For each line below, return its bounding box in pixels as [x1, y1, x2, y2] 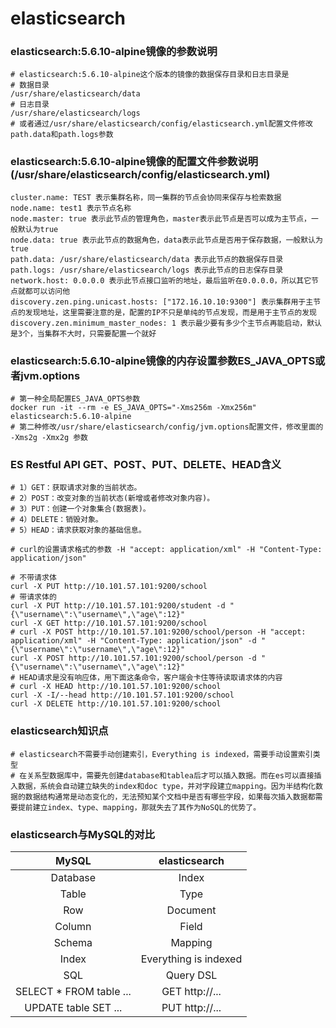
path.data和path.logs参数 [10, 130, 114, 140]
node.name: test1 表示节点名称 [10, 203, 132, 213]
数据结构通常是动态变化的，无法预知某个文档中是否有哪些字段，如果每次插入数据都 [24, 792, 316, 802]
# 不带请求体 [10, 573, 57, 583]
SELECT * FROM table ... [15, 984, 132, 998]
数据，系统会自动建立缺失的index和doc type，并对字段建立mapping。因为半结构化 [17, 781, 317, 791]
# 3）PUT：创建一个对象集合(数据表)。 [10, 504, 151, 514]
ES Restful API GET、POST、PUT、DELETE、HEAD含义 [10, 458, 282, 471]
